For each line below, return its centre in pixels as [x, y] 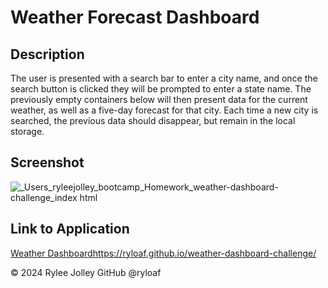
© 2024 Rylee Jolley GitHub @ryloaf [86, 272]
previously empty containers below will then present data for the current [159, 99]
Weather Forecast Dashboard [135, 17]
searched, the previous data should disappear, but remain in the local [153, 120]
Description [47, 54]
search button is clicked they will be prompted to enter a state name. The [161, 89]
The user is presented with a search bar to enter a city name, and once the [164, 78]
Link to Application [70, 229]
